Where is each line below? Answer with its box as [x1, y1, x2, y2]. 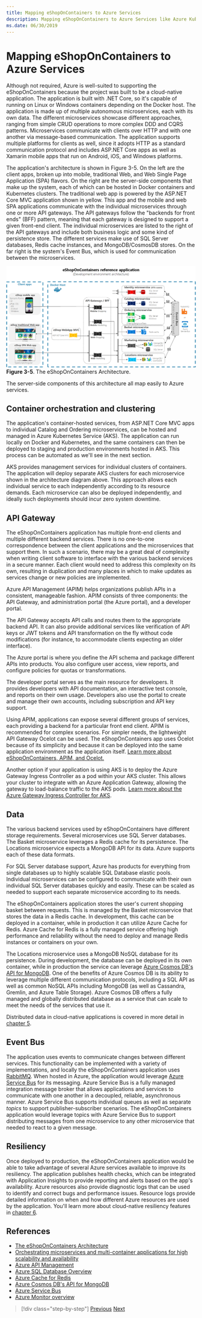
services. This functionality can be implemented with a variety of [6, 1059, 167, 1067]
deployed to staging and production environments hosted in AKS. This [6, 445, 180, 452]
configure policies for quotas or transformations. [6, 667, 127, 674]
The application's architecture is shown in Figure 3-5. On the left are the [6, 164, 185, 172]
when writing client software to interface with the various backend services [6, 555, 193, 562]
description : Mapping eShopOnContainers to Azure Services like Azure [6, 16, 187, 22]
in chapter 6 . [6, 1209, 38, 1216]
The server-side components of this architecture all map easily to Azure [6, 379, 185, 387]
